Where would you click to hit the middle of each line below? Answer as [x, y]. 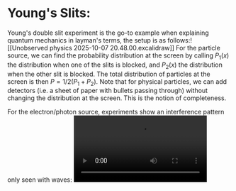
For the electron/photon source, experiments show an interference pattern [116, 112]
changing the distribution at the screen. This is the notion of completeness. [117, 98]
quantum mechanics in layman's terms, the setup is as [87, 40]
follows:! [180, 40]
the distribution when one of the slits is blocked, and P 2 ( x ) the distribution [115, 65]
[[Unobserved [28, 48]
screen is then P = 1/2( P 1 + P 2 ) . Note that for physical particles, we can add [117, 82]
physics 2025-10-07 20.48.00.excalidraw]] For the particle [135, 48]
